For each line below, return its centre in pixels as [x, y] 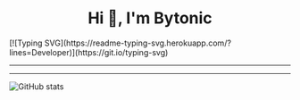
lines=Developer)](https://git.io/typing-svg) [89, 52]
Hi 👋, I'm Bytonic [150, 18]
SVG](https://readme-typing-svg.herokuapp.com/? [138, 43]
